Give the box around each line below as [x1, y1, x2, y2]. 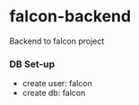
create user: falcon [22, 78, 92, 89]
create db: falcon [22, 87, 86, 99]
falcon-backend [9, 6, 132, 27]
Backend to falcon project [9, 36, 105, 46]
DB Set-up [9, 58, 56, 70]
